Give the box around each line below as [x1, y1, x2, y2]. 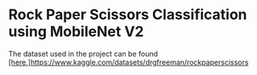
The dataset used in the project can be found [8, 49, 159, 58]
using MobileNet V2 [8, 22, 144, 41]
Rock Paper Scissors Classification [8, 6, 247, 24]
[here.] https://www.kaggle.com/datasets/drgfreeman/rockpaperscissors [8, 57, 249, 67]
